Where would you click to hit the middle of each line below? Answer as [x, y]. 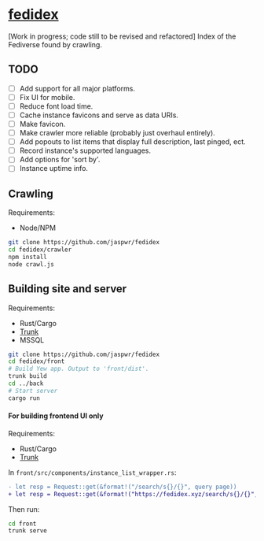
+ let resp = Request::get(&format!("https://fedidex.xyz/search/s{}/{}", [133, 494]
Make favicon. [42, 124]
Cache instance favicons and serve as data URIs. [99, 115]
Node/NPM [38, 228]
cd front [22, 524]
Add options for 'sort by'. [60, 160]
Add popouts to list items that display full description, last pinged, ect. [132, 142]
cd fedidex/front [37, 361]
